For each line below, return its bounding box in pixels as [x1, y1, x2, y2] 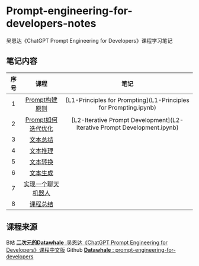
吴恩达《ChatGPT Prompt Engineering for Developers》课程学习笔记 [6, 37, 173, 44]
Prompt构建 [25, 95, 58, 104]
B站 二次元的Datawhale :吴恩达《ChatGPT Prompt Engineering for [6, 239, 168, 246]
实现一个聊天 [23, 180, 60, 188]
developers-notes [6, 17, 97, 30]
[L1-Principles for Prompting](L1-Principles [65, 96, 190, 104]
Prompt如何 [25, 116, 58, 124]
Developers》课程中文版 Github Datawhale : [6, 246, 114, 253]
